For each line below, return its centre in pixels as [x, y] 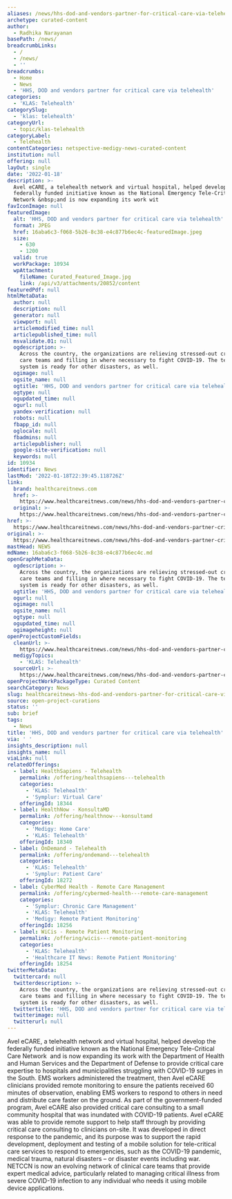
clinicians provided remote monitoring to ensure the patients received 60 [110, 1085]
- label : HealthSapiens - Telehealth [68, 771]
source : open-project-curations [54, 701]
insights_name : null [37, 752]
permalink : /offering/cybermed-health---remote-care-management [114, 893]
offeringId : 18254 [46, 964]
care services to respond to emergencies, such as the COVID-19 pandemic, [115, 1151]
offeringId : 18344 [46, 803]
